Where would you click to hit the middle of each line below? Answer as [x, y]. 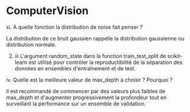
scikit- [175, 56]
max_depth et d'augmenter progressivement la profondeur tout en [86, 97]
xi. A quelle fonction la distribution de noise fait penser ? [74, 27]
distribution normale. [32, 45]
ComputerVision [47, 11]
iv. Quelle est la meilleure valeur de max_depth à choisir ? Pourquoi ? [89, 80]
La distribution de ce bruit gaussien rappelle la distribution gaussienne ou [95, 38]
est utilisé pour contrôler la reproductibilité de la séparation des [106, 62]
